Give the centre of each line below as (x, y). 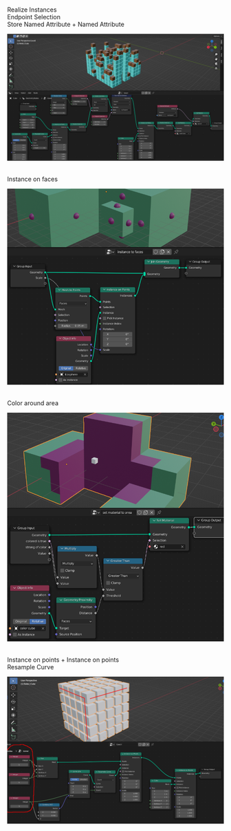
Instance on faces (33, 179)
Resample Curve (31, 667)
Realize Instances (32, 10)
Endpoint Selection (34, 17)
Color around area (33, 403)
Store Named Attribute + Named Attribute (66, 24)
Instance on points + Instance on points (63, 660)
